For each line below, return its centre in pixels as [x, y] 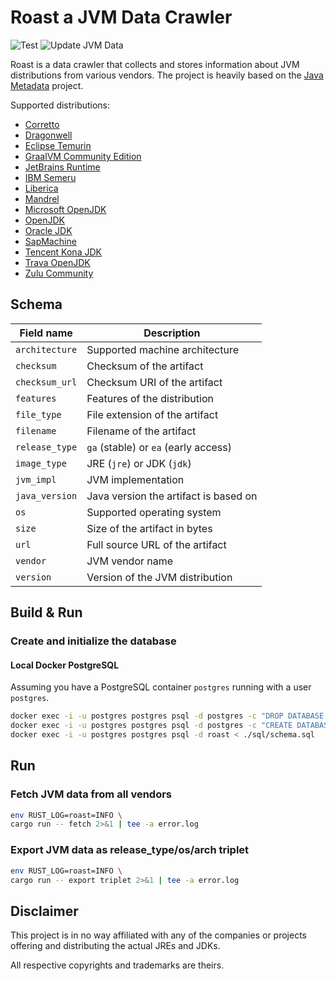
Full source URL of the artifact [156, 544]
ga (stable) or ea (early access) [159, 447]
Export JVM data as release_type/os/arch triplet [130, 850]
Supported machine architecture [163, 349]
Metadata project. [47, 85]
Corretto [42, 124]
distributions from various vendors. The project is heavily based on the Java [167, 75]
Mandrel [42, 198]
